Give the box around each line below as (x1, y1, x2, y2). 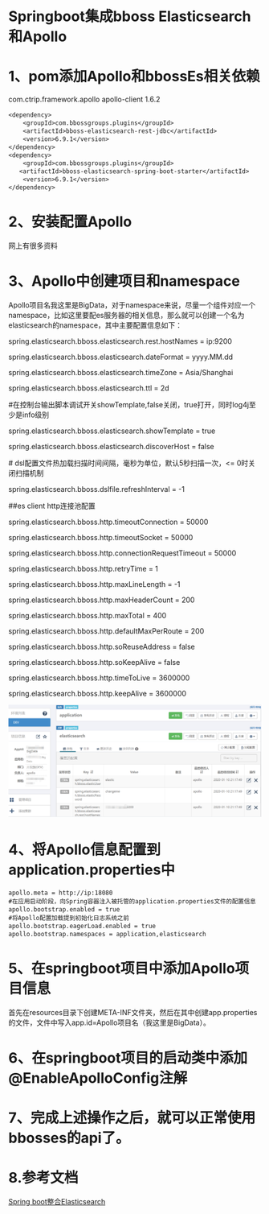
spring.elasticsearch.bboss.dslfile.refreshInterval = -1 (8, 485, 185, 493)
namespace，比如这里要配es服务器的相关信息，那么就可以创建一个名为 (8, 311, 245, 320)
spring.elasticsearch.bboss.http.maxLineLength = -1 (8, 580, 181, 588)
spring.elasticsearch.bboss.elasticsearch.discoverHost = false (8, 442, 214, 451)
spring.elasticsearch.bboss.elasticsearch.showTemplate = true (8, 426, 216, 436)
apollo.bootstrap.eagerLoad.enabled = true (8, 922, 157, 930)
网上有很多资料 (8, 241, 58, 250)
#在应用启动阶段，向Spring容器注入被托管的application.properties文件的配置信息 (8, 897, 256, 906)
